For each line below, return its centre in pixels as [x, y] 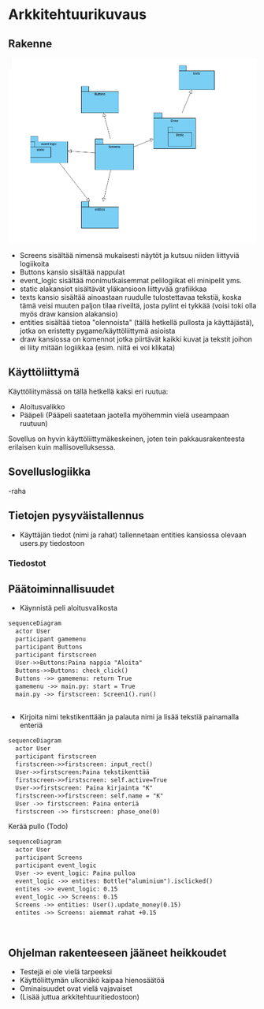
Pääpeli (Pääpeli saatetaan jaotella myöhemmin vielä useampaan [125, 415]
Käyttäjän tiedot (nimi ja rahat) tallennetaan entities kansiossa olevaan [133, 535]
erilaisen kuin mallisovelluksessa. [62, 447]
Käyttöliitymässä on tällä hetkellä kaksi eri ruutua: [88, 391]
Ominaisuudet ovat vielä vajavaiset [76, 988]
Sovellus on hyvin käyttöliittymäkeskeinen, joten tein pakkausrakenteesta [127, 439]
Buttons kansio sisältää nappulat [72, 272]
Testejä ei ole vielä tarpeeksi [66, 972]
